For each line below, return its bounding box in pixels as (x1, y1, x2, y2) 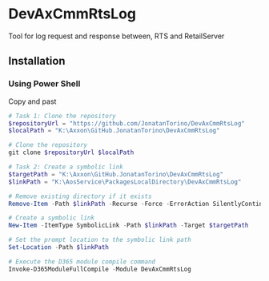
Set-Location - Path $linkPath (8, 243, 110, 251)
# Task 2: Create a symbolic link (8, 163, 124, 171)
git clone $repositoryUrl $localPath (8, 148, 134, 156)
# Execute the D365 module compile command (8, 257, 156, 266)
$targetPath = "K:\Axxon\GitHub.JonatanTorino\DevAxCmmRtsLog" (8, 170, 224, 178)
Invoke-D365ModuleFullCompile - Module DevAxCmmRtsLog (8, 265, 192, 273)
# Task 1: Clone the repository (8, 112, 116, 120)
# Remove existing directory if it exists (8, 192, 152, 200)
